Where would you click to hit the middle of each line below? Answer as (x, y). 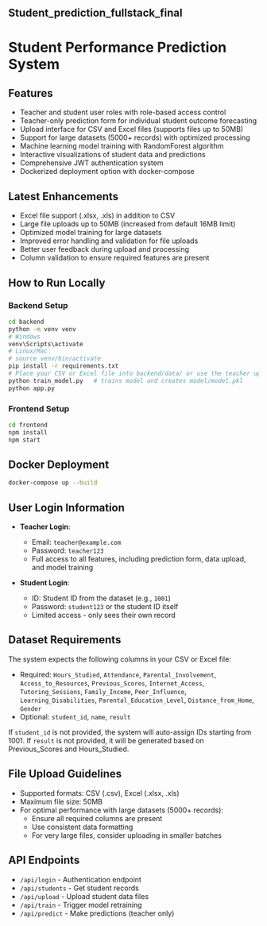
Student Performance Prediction (118, 47)
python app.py (32, 388)
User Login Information (67, 507)
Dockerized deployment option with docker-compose (107, 172)
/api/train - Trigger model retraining (81, 905)
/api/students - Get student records (79, 888)
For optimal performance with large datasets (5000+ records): (122, 810)
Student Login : (44, 583)
